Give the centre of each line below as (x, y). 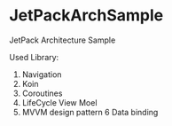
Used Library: (34, 57)
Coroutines (42, 93)
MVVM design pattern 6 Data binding (90, 112)
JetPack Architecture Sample (63, 40)
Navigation (42, 74)
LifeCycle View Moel (59, 102)
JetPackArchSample (86, 16)
